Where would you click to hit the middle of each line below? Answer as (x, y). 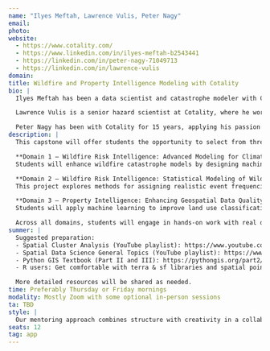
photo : (19, 31)
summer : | (25, 230)
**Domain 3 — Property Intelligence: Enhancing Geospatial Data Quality (140, 201)
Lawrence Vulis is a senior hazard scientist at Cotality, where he (133, 113)
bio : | (19, 91)
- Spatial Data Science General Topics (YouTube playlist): (118, 253)
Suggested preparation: (55, 237)
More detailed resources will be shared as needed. (104, 283)
